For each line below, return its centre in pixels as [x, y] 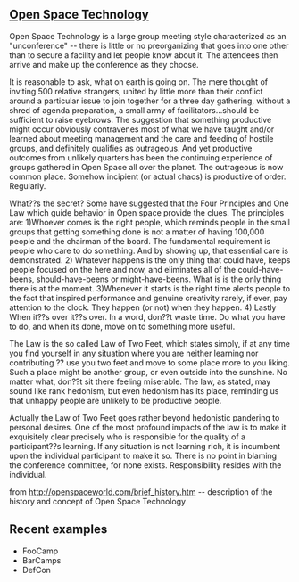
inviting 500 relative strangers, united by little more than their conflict [136, 91]
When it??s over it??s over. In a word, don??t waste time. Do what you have [147, 316]
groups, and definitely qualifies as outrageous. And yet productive [131, 148]
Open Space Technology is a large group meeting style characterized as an [148, 36]
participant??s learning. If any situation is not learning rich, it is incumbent [145, 446]
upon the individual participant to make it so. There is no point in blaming [143, 455]
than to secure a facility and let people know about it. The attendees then [144, 55]
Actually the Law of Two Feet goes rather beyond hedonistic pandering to [145, 417]
